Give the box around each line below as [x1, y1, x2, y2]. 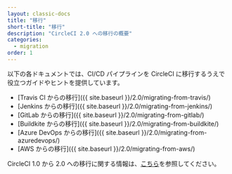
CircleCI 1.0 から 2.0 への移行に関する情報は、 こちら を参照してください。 [7, 159, 221, 168]
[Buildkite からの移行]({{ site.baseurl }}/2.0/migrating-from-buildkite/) [17, 119, 219, 128]
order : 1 [7, 50, 33, 57]
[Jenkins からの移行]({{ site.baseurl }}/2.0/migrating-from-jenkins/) [17, 102, 213, 110]
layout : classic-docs [7, 10, 71, 18]
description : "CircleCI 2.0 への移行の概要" [7, 29, 132, 37]
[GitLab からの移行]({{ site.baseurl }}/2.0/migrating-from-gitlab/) [17, 110, 205, 119]
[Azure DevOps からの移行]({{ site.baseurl [17, 128, 140, 137]
